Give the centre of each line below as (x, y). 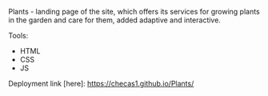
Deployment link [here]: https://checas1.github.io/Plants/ (101, 84)
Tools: (18, 36)
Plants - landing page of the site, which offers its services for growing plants (134, 12)
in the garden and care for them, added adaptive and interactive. (115, 20)
